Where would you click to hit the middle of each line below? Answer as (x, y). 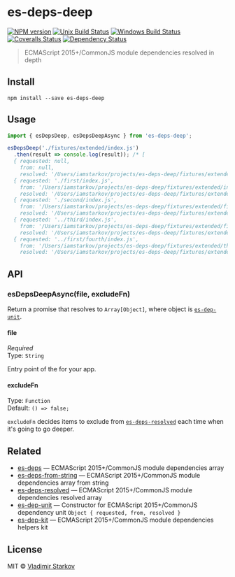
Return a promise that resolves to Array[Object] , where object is (100, 309)
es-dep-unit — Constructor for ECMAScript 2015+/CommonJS (107, 505)
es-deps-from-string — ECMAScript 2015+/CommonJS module (109, 476)
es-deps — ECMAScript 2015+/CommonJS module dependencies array (121, 468)
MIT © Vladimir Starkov (41, 567)
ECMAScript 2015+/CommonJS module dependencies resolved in (119, 52)
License (25, 549)
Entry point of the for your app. (52, 369)
